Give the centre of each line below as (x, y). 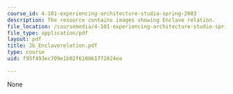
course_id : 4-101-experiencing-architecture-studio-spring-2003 (102, 13)
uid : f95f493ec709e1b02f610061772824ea (65, 59)
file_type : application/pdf (48, 33)
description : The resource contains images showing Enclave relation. (111, 20)
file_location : (29, 26)
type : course (26, 53)
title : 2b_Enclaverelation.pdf (52, 46)
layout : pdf (24, 39)
